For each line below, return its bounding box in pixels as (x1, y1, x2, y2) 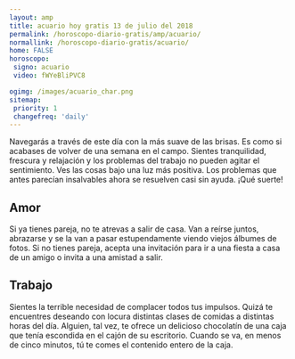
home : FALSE (9, 46, 53, 55)
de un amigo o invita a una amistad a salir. (9, 252, 163, 263)
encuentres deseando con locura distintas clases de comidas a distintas (9, 311, 275, 322)
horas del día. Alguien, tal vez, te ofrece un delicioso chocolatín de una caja (9, 320, 287, 330)
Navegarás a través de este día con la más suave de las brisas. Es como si (9, 136, 283, 147)
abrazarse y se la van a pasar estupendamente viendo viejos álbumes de (9, 233, 277, 244)
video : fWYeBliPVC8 (12, 71, 86, 80)
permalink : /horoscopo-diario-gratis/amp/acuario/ (9, 29, 201, 38)
